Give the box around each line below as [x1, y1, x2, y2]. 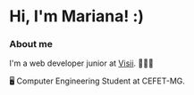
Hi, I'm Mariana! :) [9, 6, 145, 27]
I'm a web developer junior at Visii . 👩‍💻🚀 [9, 58, 154, 68]
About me [9, 38, 54, 51]
